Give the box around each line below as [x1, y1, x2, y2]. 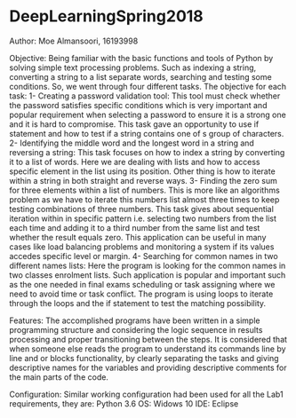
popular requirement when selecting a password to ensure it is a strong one [9, 109, 286, 120]
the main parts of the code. [9, 371, 109, 383]
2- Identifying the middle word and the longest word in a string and [9, 138, 255, 148]
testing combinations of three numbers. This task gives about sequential [9, 203, 274, 214]
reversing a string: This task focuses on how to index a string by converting [9, 146, 285, 157]
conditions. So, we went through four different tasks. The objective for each [9, 81, 287, 91]
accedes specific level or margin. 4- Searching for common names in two [9, 250, 278, 261]
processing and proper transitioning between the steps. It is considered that [9, 334, 287, 344]
